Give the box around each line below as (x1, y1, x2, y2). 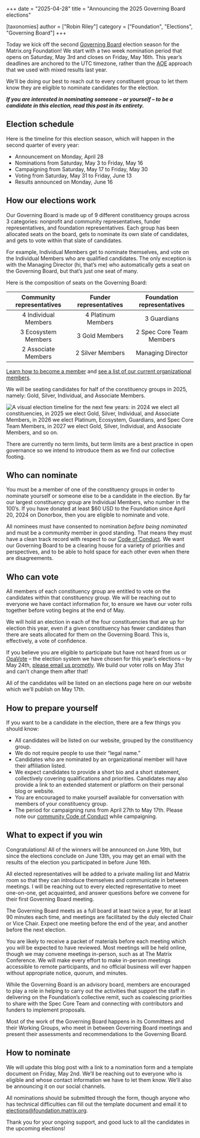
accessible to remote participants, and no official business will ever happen (6, 963, 191, 970)
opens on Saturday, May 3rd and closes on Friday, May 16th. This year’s (6, 54, 183, 60)
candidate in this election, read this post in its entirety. (6, 102, 145, 109)
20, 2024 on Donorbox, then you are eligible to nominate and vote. (6, 511, 170, 518)
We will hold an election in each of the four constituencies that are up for (6, 619, 185, 626)
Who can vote (6, 572, 59, 582)
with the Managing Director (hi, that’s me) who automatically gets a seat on (6, 261, 190, 268)
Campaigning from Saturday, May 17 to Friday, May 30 (14, 165, 148, 172)
